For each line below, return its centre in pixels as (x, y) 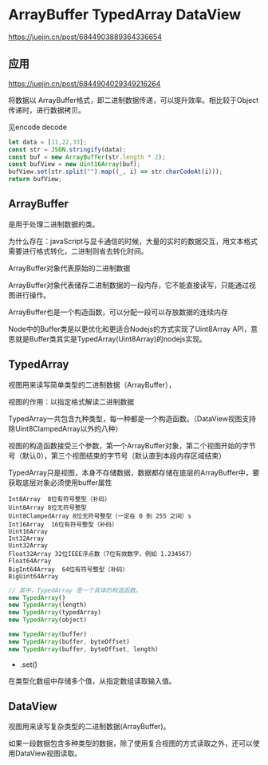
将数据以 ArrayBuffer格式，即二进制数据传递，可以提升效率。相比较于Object (134, 100)
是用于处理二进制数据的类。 (54, 224)
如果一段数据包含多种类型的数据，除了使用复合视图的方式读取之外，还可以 (130, 743)
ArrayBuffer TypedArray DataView (125, 15)
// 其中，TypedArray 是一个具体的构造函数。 (75, 590)
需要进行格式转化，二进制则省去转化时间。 (78, 251)
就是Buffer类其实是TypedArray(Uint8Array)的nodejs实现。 (111, 339)
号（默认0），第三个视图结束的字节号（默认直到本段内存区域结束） (117, 455)
